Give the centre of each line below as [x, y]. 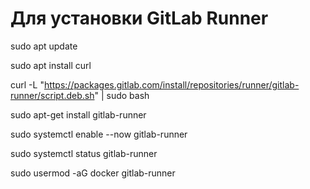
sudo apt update [44, 46]
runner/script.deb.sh [52, 95]
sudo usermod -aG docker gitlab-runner [93, 173]
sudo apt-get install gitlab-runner [78, 114]
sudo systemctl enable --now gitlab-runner [99, 134]
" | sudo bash [122, 95]
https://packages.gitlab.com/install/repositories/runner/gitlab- [171, 84]
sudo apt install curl [51, 65]
